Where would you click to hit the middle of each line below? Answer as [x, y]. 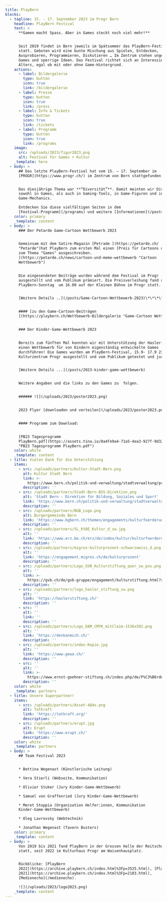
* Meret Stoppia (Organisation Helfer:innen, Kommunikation [82, 805]
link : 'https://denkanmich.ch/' [57, 636]
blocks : [13, 14]
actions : [23, 69]
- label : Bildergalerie [43, 74]
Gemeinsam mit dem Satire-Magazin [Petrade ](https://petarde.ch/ [88, 244]
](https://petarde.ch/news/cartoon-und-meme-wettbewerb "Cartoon [87, 258]
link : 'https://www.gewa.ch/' [54, 654]
